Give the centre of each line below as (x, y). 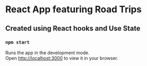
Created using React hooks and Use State (73, 28)
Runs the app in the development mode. (47, 53)
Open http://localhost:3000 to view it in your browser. (62, 58)
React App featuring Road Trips (73, 9)
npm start (17, 42)
